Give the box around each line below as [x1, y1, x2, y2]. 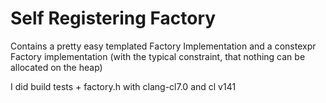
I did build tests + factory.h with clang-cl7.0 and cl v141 [10, 80, 237, 92]
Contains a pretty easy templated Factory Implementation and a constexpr [10, 40, 317, 52]
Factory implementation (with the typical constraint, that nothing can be [10, 50, 306, 62]
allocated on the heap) [10, 61, 103, 73]
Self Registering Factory [10, 7, 217, 30]
